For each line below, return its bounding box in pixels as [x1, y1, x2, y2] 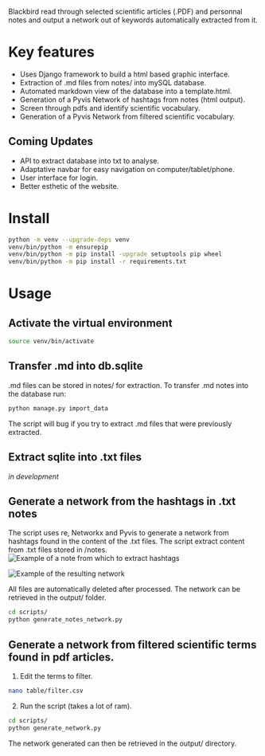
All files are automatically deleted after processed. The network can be [8, 585, 241, 594]
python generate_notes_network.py [8, 616, 123, 624]
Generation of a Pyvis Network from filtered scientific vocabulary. [19, 112, 236, 121]
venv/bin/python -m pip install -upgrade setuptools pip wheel [8, 250, 223, 258]
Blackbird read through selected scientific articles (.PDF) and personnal [8, 7, 243, 16]
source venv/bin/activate [8, 338, 94, 346]
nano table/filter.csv [8, 687, 84, 695]
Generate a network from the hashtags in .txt [8, 494, 236, 508]
